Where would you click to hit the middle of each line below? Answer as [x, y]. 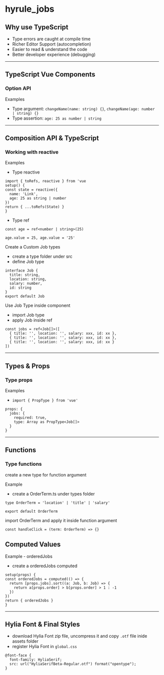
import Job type [28, 315]
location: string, [28, 279]
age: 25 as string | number [38, 199]
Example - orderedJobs [29, 556]
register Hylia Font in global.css [44, 647]
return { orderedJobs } [29, 600]
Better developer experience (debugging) [54, 54]
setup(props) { [20, 575]
